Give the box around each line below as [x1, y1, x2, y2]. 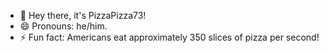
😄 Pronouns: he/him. [19, 20, 108, 32]
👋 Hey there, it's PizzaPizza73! [19, 10, 147, 21]
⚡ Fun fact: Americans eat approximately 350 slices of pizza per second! [19, 31, 320, 43]
